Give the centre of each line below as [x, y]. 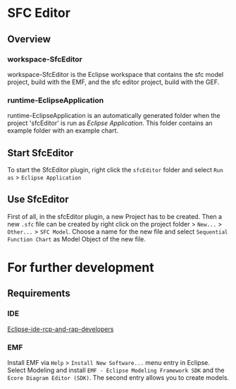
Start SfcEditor [41, 153]
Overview [29, 39]
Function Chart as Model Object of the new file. [77, 239]
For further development [81, 267]
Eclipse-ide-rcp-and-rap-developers [61, 329]
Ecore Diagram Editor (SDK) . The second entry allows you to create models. [118, 377]
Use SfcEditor [38, 199]
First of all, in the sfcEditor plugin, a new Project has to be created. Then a [115, 216]
